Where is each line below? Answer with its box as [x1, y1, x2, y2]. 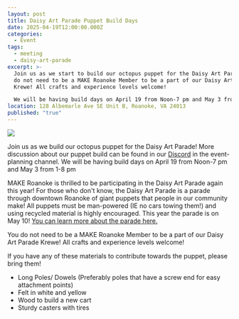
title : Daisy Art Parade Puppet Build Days [7, 17, 139, 24]
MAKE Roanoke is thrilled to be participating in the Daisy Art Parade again [7, 179, 223, 187]
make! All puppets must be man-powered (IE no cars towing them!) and [7, 201, 217, 210]
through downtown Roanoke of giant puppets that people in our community [7, 194, 228, 202]
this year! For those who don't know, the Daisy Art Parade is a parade [7, 186, 211, 194]
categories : [7, 30, 43, 38]
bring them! [7, 259, 41, 268]
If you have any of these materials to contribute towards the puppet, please [7, 251, 228, 260]
